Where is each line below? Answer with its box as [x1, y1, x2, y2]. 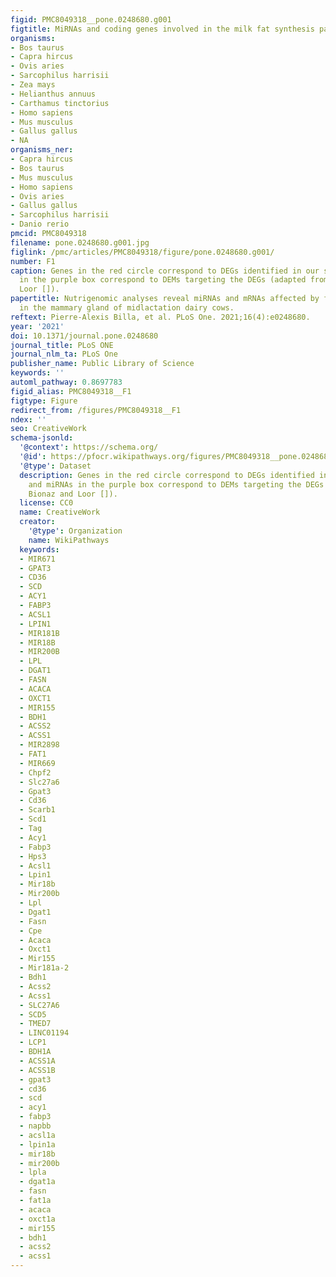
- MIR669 [19, 758, 56, 768]
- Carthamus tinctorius [10, 98, 110, 108]
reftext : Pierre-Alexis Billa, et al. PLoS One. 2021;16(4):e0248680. [10, 312, 311, 322]
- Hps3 [19, 851, 47, 861]
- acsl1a [19, 1130, 56, 1140]
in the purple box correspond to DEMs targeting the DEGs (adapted [19, 275, 307, 285]
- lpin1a [19, 1139, 56, 1150]
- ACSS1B [19, 1065, 56, 1075]
